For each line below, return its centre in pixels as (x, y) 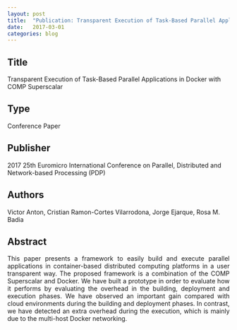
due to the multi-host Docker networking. (67, 319)
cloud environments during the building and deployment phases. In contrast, (119, 304)
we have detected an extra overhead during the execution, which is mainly (119, 311)
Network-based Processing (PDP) (56, 172)
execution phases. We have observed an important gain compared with (119, 296)
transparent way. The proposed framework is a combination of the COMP (119, 273)
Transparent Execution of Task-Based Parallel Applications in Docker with (114, 79)
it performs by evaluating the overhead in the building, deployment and (119, 289)
